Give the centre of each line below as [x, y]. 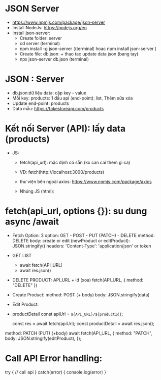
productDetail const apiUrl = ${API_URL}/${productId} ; [67, 314]
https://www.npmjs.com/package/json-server [59, 22]
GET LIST [22, 255]
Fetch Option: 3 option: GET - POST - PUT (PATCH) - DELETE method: [83, 235]
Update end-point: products [41, 103]
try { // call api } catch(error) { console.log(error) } [56, 372]
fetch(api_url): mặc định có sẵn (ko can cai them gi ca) [75, 162]
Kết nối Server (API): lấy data [65, 129]
